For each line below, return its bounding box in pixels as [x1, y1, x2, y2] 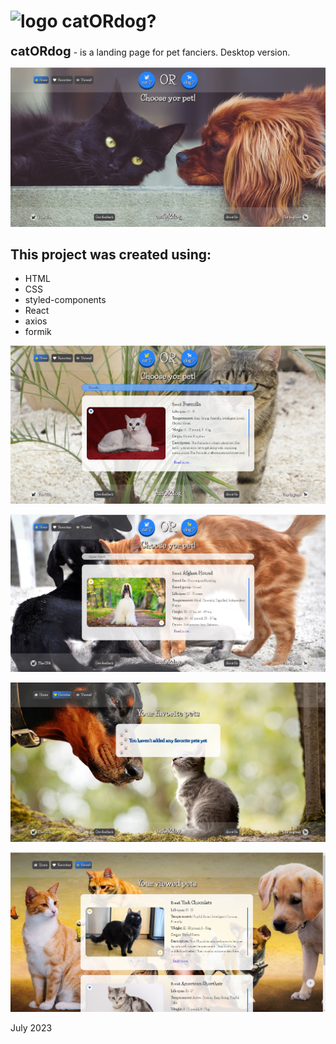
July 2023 [10, 1021, 53, 1034]
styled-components [24, 294, 107, 306]
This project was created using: [10, 246, 212, 264]
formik [24, 326, 52, 338]
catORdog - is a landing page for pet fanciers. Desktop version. [10, 43, 291, 59]
